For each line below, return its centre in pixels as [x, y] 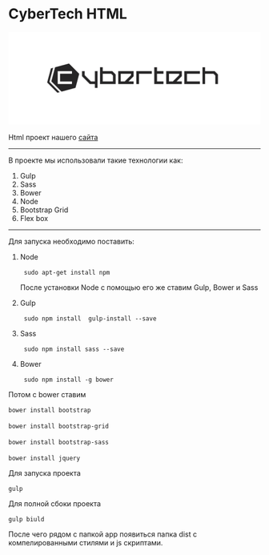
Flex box [34, 219]
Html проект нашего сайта [53, 138]
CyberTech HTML [68, 14]
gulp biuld [26, 520]
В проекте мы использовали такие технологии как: [96, 160]
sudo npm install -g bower [68, 380]
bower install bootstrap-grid [59, 426]
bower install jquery [44, 458]
